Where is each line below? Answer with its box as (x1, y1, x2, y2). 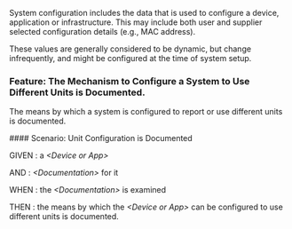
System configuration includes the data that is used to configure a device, (9, 8, 280, 18)
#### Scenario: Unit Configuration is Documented (9, 133, 193, 144)
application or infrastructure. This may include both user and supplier (9, 17, 263, 28)
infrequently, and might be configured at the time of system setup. (9, 53, 252, 63)
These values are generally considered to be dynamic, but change (9, 43, 251, 54)
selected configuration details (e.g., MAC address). (9, 27, 196, 36)
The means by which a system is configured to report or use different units (9, 107, 283, 117)
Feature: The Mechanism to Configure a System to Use (9, 75, 250, 87)
